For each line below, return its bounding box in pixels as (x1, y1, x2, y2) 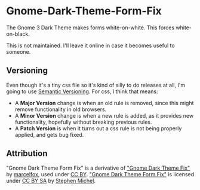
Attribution (6, 148, 48, 159)
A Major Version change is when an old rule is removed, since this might (14, 99, 194, 106)
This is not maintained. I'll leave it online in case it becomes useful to (6, 42, 175, 49)
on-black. (6, 30, 30, 37)
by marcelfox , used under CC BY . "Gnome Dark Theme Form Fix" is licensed (6, 170, 195, 177)
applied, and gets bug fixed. (14, 131, 84, 138)
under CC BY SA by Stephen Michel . (6, 177, 96, 184)
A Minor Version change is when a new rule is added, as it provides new (14, 112, 194, 119)
